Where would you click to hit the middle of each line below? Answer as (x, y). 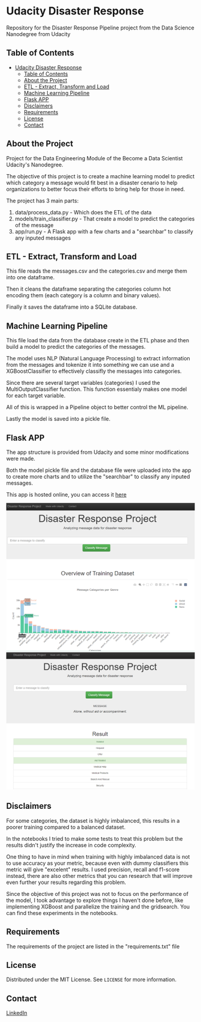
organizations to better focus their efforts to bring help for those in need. (96, 189)
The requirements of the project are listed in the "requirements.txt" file (93, 946)
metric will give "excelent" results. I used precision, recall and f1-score (93, 869)
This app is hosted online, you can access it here (66, 494)
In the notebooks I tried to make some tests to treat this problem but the (95, 838)
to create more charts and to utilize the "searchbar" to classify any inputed (98, 476)
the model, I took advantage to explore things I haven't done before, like (95, 900)
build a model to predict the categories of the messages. (76, 347)
